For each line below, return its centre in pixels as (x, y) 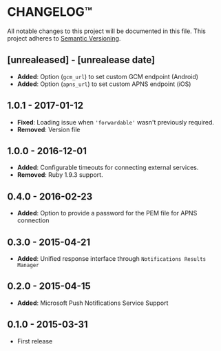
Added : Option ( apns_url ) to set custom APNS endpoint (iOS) (104, 84)
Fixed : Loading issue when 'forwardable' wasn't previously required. (116, 122)
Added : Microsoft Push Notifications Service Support (93, 303)
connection (33, 220)
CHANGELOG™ (50, 12)
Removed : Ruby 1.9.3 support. (60, 175)
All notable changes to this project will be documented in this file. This (107, 31)
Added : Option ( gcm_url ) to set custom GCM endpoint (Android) (107, 76)
